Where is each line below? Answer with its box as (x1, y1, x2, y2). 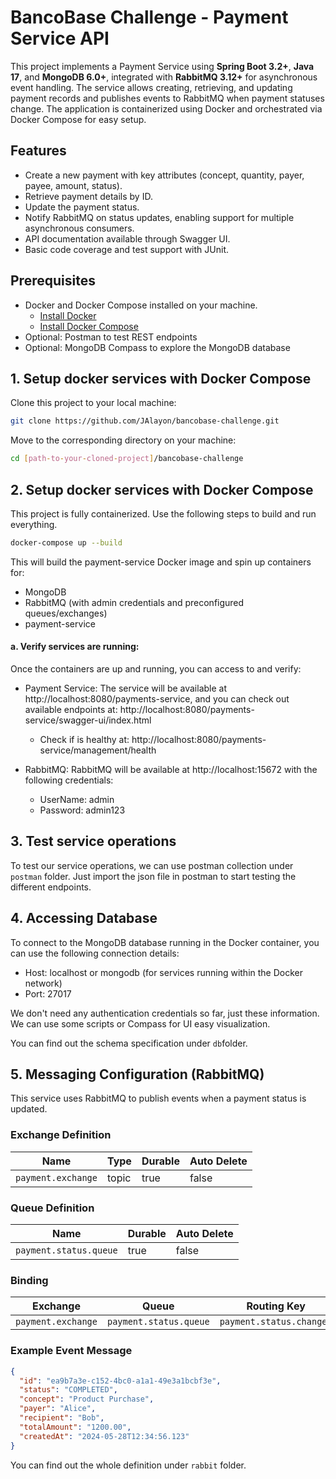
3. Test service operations (10, 833, 177, 850)
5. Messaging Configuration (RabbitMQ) (10, 1066, 265, 1083)
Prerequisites (10, 272, 96, 290)
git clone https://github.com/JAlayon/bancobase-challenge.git (10, 416, 280, 426)
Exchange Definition (10, 1128, 112, 1142)
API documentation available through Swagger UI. (24, 232, 231, 245)
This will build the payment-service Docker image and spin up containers (10, 556, 312, 568)
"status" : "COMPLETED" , (19, 1385, 118, 1395)
